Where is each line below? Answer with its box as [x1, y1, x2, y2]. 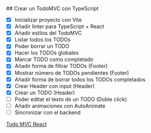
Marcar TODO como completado [14, 56, 94, 63]
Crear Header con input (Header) [14, 82, 95, 90]
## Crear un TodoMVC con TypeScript [6, 5, 99, 12]
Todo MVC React [6, 120, 47, 128]
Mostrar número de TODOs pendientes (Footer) [14, 69, 129, 76]
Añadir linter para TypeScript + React [14, 23, 104, 30]
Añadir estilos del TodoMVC [14, 29, 82, 37]
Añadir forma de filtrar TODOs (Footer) [14, 63, 108, 70]
